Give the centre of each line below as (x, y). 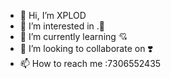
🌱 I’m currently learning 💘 (73, 36)
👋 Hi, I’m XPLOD (53, 15)
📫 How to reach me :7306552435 (90, 63)
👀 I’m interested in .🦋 (62, 26)
